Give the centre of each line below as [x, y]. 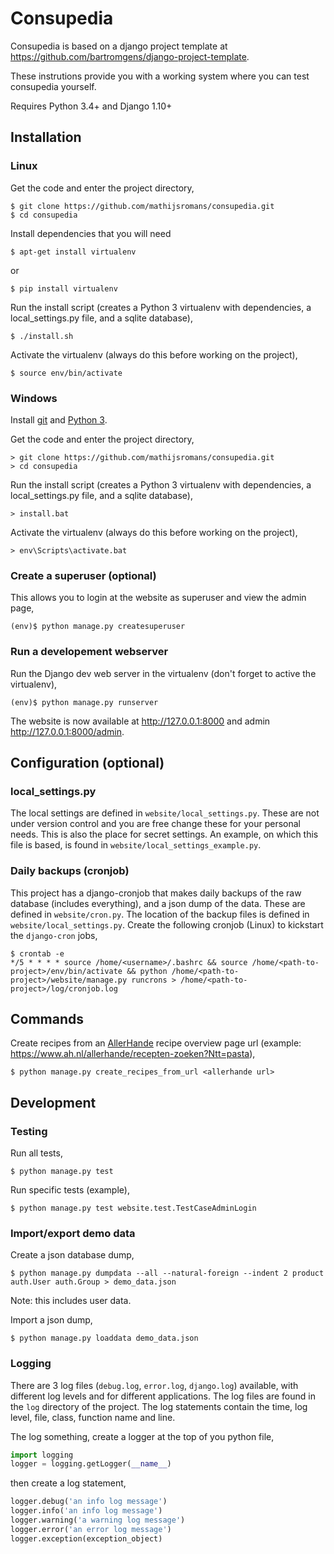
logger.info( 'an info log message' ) [86, 1511]
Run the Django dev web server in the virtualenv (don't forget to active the [163, 673]
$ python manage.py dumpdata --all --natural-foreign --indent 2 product [167, 1273]
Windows [34, 398]
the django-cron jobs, [54, 935]
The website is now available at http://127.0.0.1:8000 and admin [140, 721]
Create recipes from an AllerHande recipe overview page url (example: [156, 1043]
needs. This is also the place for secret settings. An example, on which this [164, 834]
